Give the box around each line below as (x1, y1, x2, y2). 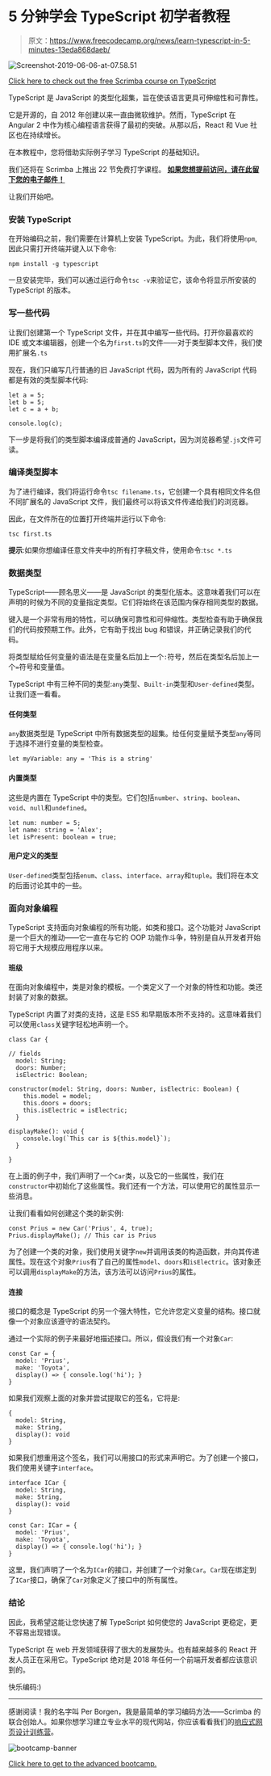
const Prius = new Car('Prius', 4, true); (8, 1225, 153, 1233)
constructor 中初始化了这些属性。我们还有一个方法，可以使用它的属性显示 (8, 1181, 253, 1191)
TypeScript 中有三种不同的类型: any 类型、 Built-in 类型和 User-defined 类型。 (8, 680, 260, 689)
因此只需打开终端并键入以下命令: (8, 244, 117, 254)
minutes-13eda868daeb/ (27, 44, 110, 54)
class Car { (8, 1036, 48, 1044)
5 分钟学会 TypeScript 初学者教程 (8, 7, 231, 26)
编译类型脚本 (8, 466, 59, 478)
